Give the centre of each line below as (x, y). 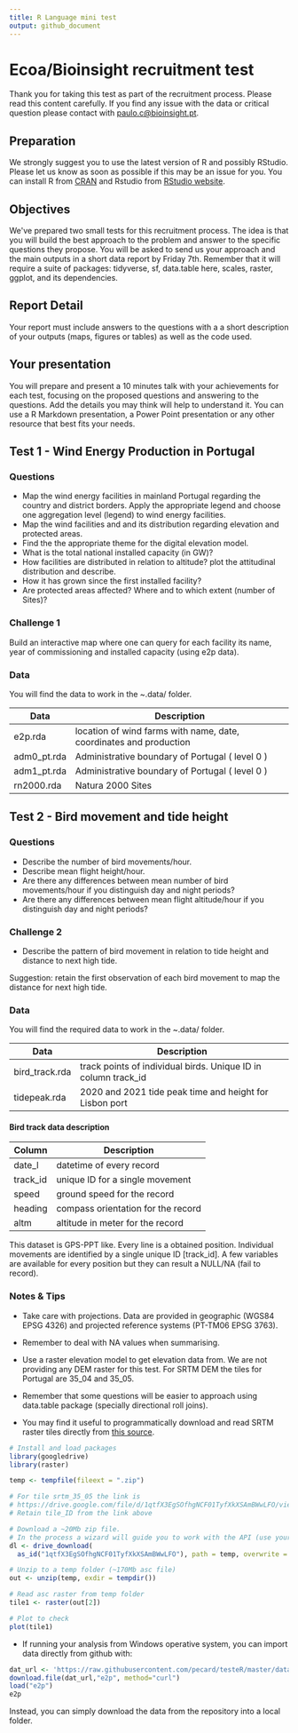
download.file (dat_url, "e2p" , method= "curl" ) (94, 1678)
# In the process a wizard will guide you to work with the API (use (141, 1538)
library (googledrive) (49, 1456)
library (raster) (39, 1465)
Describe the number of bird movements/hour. (107, 862)
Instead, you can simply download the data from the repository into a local (145, 1712)
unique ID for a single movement (124, 1180)
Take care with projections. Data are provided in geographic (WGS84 (148, 1316)
